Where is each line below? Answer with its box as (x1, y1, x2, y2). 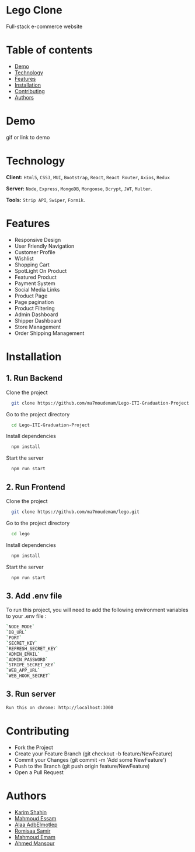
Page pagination (14, 298, 54, 305)
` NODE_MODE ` (6, 624, 35, 630)
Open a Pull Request (14, 768, 64, 776)
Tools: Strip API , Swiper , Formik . (6, 196, 86, 203)
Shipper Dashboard (14, 317, 62, 324)
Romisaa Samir (14, 827, 51, 834)
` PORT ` (6, 635, 22, 641)
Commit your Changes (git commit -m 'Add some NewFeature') (14, 756, 166, 763)
